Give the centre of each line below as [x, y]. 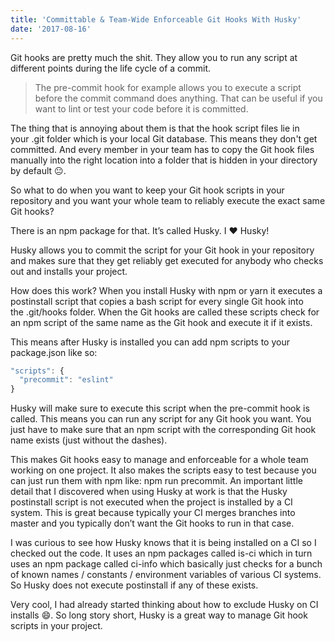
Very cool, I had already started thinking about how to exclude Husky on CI [164, 605]
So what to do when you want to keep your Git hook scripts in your [147, 190]
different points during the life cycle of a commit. [111, 68]
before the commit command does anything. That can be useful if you [178, 98]
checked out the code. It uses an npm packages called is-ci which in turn [161, 553]
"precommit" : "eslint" [66, 380]
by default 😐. [38, 170]
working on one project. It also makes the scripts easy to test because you [163, 470]
